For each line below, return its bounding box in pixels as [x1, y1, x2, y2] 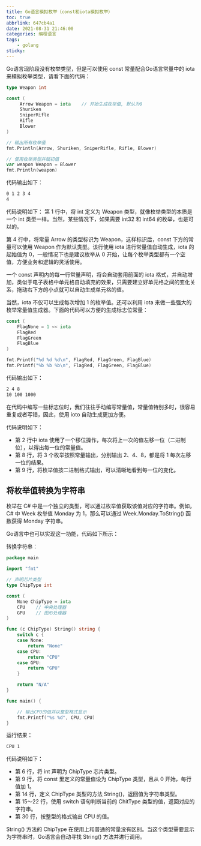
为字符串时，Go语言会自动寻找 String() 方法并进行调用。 [6, 833, 146, 841]
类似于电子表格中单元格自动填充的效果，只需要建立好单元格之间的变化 [16, 278, 190, 286]
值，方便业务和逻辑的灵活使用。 [6, 258, 85, 265]
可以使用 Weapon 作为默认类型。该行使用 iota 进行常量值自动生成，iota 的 [11, 243, 194, 250]
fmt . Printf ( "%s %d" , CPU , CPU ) [17, 715, 95, 721]
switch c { [17, 632, 44, 638]
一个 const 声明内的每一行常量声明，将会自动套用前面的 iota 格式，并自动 [6, 271, 188, 278]
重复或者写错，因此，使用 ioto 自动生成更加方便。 [6, 410, 129, 418]
